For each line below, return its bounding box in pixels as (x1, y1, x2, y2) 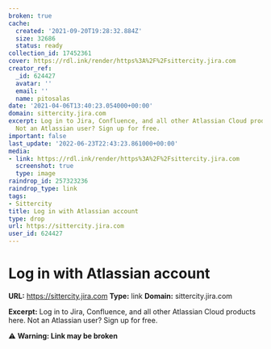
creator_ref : (8, 65, 52, 73)
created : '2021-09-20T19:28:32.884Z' (15, 27, 143, 35)
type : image (15, 170, 56, 178)
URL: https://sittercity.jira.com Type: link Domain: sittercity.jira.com (8, 291, 232, 301)
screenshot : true (15, 162, 74, 170)
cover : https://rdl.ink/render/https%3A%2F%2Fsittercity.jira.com (8, 57, 236, 65)
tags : (8, 191, 27, 200)
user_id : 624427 (8, 229, 63, 238)
